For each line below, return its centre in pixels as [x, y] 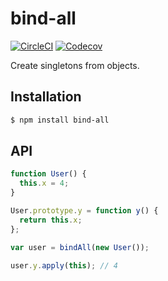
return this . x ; [51, 220]
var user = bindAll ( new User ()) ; [80, 247]
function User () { [48, 174]
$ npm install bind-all [60, 120]
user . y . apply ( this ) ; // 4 [64, 265]
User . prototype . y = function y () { [84, 211]
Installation [46, 97]
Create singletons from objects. [75, 65]
